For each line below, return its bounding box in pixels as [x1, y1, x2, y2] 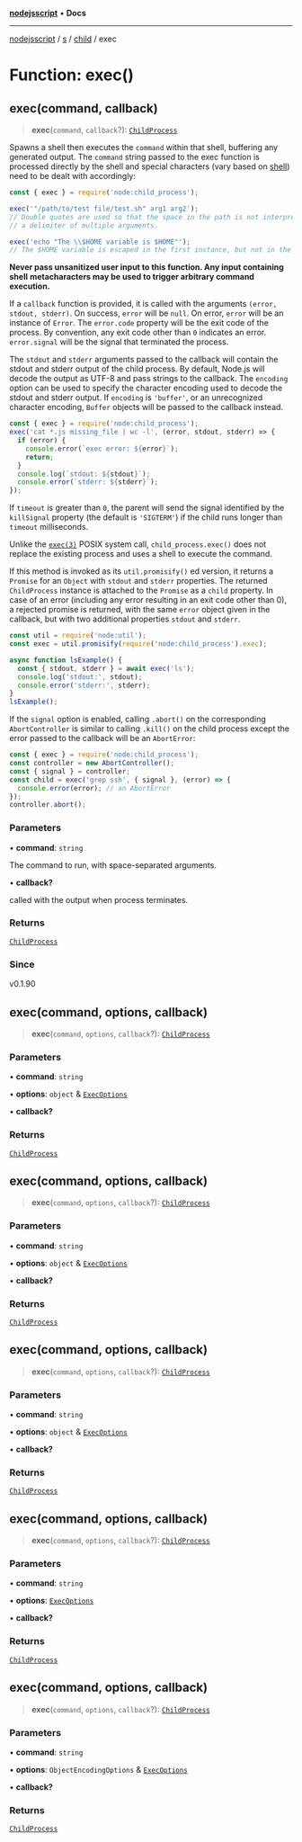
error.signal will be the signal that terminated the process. [9, 336, 229, 347]
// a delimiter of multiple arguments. [9, 220, 159, 230]
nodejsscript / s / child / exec [9, 33, 117, 44]
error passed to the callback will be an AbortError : [9, 733, 196, 744]
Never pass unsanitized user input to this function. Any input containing [9, 262, 285, 273]
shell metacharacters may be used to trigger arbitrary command [9, 272, 254, 282]
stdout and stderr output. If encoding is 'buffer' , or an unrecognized [9, 392, 263, 403]
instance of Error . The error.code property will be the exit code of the [9, 317, 270, 328]
